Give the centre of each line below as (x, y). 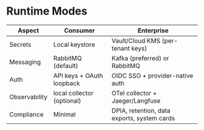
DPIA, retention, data (141, 111)
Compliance (26, 114)
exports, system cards (143, 118)
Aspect (29, 30)
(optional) (67, 100)
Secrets (20, 44)
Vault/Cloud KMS (136, 41)
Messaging (25, 62)
